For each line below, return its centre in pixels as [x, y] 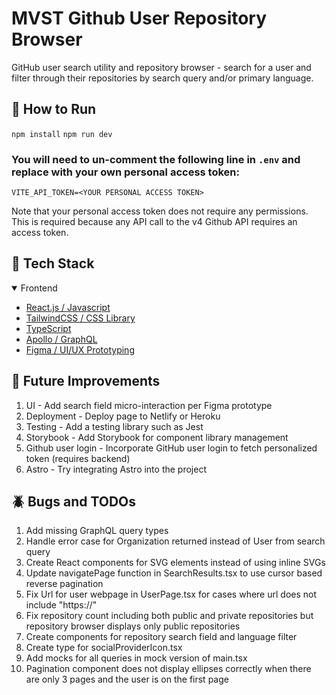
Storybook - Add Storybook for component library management [157, 437]
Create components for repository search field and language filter [161, 637]
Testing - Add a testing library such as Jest [114, 426]
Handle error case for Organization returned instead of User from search [175, 541]
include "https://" [61, 605]
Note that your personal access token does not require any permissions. [160, 211]
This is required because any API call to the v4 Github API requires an [154, 222]
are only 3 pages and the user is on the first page [127, 679]
